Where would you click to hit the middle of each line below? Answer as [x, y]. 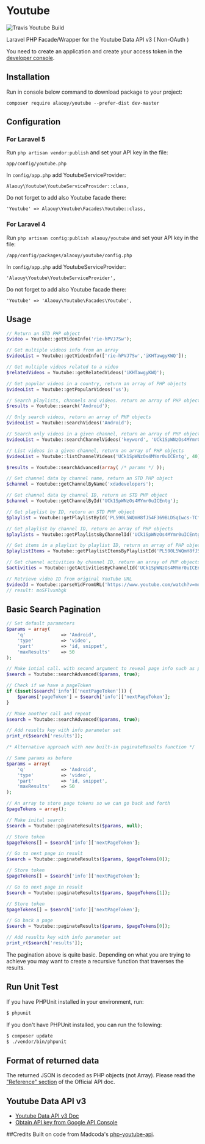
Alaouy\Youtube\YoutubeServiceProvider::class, [68, 186]
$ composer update [30, 1036]
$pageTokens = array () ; [37, 809]
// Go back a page [30, 920]
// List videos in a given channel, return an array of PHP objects [95, 451]
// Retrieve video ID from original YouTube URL [69, 579]
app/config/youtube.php [37, 164]
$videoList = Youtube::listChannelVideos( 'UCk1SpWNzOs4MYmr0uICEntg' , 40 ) [103, 456]
